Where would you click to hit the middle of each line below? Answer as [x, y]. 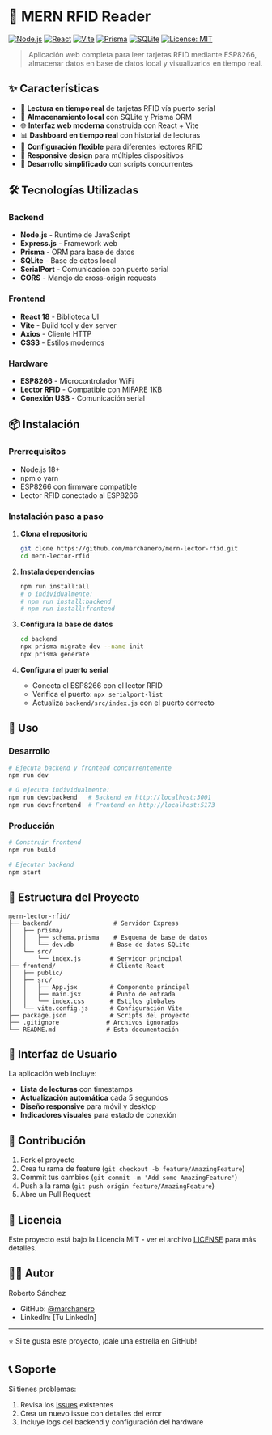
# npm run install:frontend [67, 609]
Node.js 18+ [40, 469]
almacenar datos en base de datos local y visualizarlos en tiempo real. [145, 63]
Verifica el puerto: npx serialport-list [98, 694]
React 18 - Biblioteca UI [59, 316]
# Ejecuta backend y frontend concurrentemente [90, 768]
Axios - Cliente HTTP [56, 333]
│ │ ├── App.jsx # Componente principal [99, 987]
